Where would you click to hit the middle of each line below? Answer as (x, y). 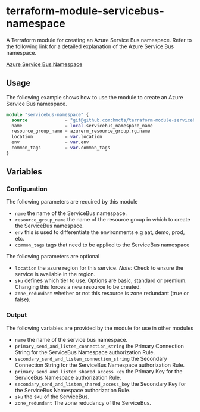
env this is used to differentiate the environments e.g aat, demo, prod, (100, 232)
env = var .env (50, 142)
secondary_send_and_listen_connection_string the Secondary (91, 358)
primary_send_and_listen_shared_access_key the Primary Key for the (99, 371)
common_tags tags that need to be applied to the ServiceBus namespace (102, 245)
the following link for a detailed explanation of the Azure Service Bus (90, 46)
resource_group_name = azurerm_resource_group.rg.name (81, 131)
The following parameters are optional (53, 257)
